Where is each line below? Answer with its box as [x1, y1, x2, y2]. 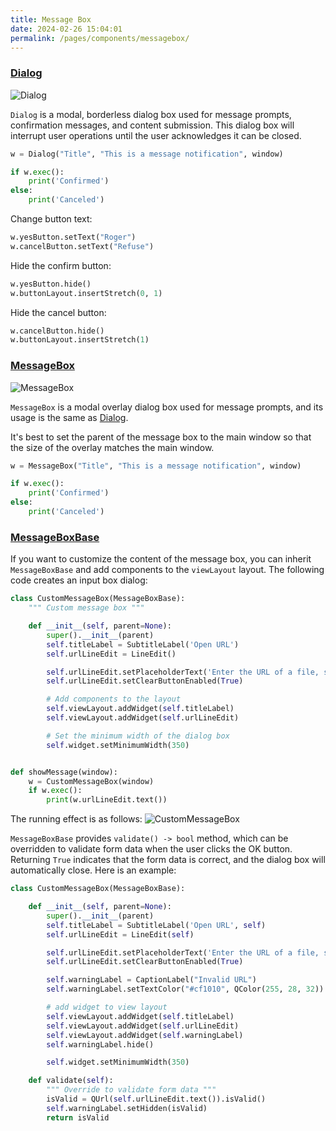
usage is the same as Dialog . [10, 411, 129, 423]
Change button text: [10, 213, 93, 225]
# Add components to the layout [46, 694, 182, 705]
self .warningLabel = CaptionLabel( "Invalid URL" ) [46, 975, 257, 985]
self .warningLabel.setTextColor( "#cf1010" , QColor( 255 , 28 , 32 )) [46, 984, 325, 995]
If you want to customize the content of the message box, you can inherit [10, 553, 312, 565]
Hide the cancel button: [10, 306, 107, 318]
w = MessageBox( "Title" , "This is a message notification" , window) [10, 461, 302, 471]
